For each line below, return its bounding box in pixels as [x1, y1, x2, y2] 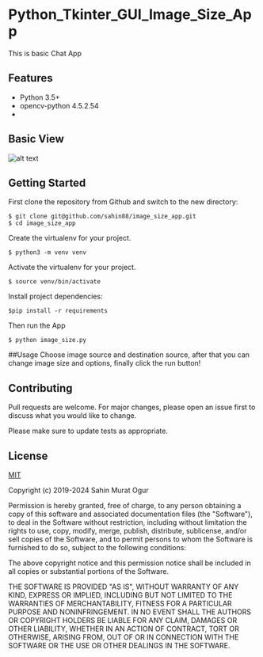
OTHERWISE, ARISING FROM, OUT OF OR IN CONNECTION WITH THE [8, 632, 239, 642]
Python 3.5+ [19, 93, 61, 102]
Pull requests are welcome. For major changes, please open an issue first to [8, 402, 256, 412]
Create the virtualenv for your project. [8, 234, 131, 243]
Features [8, 71, 53, 85]
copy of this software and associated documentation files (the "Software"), [8, 509, 253, 518]
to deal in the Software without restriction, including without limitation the [8, 518, 247, 527]
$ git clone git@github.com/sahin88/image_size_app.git [8, 212, 196, 221]
